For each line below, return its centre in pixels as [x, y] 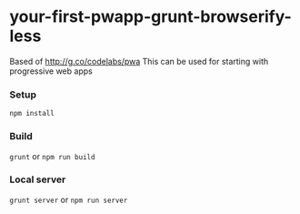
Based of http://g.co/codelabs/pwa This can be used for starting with [139, 61]
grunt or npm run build [52, 156]
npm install [32, 114]
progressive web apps [51, 71]
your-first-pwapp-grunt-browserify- [151, 17]
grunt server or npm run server [69, 199]
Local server [38, 179]
